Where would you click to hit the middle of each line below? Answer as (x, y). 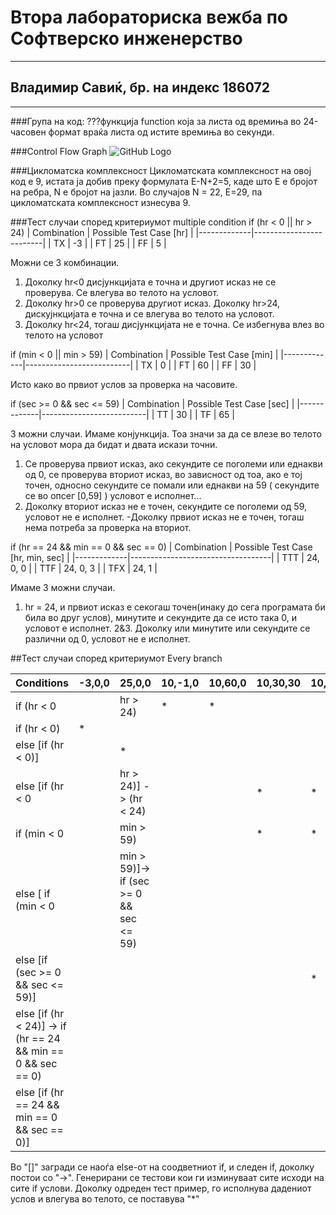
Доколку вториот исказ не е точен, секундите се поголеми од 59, (165, 506)
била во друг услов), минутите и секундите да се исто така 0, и (161, 617)
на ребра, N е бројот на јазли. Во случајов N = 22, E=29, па (136, 192)
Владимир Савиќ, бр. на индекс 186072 (140, 87)
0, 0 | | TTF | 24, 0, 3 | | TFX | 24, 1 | (84, 568)
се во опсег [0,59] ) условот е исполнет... (113, 495)
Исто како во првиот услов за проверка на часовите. (124, 384)
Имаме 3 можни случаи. (63, 587)
